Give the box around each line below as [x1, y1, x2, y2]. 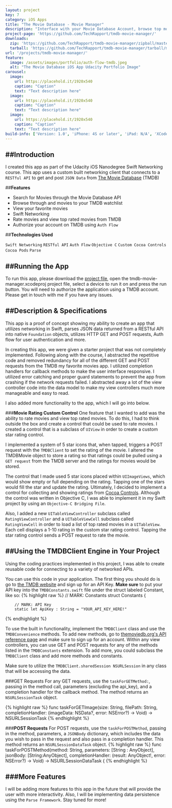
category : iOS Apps [5, 17, 47, 22]
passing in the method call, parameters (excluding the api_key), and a [5, 683, 152, 689]
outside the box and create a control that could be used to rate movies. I [5, 420, 158, 427]
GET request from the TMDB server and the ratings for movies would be [5, 458, 156, 464]
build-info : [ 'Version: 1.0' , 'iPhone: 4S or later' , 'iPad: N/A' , [5, 131, 153, 136]
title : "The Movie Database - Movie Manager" [5, 22, 104, 27]
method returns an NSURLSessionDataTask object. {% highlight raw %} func [5, 741, 162, 748]
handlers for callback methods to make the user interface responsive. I [5, 368, 155, 374]
